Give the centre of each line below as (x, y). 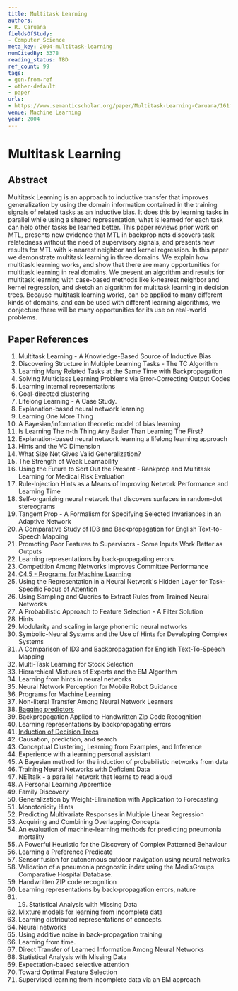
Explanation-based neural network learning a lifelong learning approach (123, 439)
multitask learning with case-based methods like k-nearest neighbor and (114, 279)
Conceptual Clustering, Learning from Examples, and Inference (110, 747)
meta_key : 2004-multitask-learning (60, 47)
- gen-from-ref (30, 80)
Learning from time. (47, 942)
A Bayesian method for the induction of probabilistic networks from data (123, 762)
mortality (31, 837)
